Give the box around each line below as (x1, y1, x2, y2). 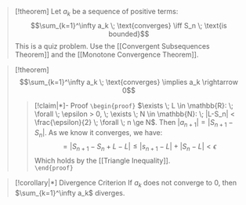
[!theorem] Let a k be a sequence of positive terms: (14, 7, 179, 18)
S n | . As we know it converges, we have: (34, 127, 163, 139)
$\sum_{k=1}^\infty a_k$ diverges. (14, 188, 125, 197)
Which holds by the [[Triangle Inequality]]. (34, 156, 171, 166)
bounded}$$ (108, 29, 150, 38)
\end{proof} (34, 164, 74, 172)
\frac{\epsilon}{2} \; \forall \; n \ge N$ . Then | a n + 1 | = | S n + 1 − (34, 117, 233, 129)
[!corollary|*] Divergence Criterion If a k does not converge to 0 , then (14, 178, 237, 189)
